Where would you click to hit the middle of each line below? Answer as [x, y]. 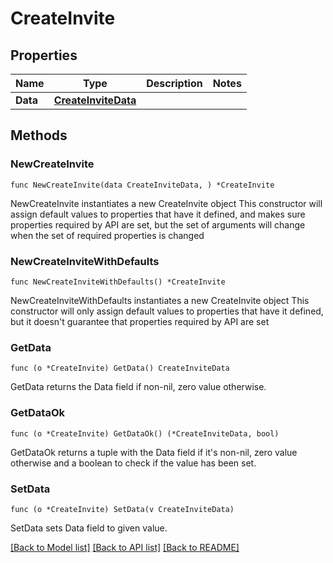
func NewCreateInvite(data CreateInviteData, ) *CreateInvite [142, 185]
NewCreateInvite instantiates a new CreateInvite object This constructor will [166, 203]
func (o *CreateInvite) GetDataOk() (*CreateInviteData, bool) [145, 433]
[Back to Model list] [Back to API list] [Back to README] [125, 547]
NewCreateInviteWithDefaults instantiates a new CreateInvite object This [160, 300]
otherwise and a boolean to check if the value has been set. [133, 463]
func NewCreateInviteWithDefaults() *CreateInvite [118, 282]
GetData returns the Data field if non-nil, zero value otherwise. [138, 387]
